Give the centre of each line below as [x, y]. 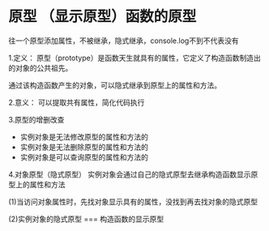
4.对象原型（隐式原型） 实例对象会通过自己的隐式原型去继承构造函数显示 [130, 174]
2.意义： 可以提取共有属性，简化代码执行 [77, 102]
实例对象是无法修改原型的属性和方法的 [84, 137]
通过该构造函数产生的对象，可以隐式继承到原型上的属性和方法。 [115, 85]
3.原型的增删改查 [36, 119]
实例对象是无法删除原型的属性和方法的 [84, 147]
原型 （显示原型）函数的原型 [102, 17]
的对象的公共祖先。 [41, 68]
